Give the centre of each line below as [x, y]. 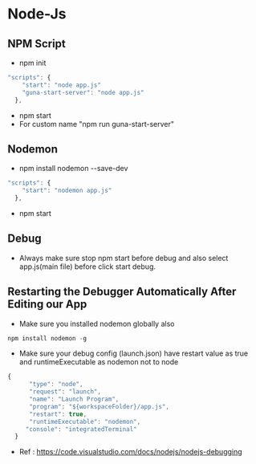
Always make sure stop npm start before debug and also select [124, 258]
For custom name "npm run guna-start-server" [96, 124]
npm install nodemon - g [47, 338]
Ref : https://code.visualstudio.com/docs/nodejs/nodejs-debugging [130, 452]
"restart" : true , [58, 414]
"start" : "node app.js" [62, 85]
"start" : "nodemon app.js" [67, 191]
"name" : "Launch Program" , [74, 399]
